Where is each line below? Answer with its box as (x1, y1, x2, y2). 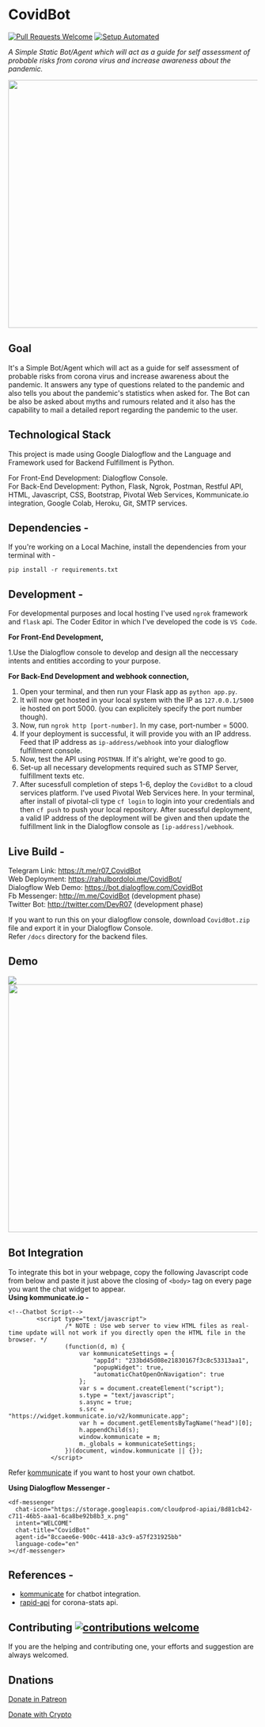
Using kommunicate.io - (8, 1292, 89, 1302)
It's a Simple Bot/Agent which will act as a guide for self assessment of (8, 363, 240, 372)
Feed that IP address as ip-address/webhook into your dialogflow (19, 738, 229, 747)
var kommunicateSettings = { (78, 1349, 176, 1357)
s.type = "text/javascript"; (78, 1391, 176, 1399)
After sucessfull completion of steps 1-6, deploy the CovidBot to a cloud (19, 780, 253, 789)
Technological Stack (8, 428, 112, 442)
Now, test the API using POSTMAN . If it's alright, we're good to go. (19, 754, 227, 764)
